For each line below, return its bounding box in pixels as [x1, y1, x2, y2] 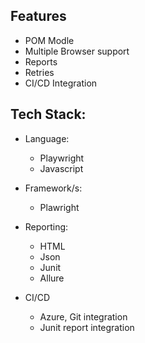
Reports [24, 55, 58, 68]
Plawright [39, 201, 80, 213]
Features [10, 8, 67, 25]
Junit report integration [39, 321, 135, 333]
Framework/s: [24, 182, 83, 194]
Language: [24, 132, 70, 144]
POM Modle [24, 34, 75, 46]
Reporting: [24, 220, 69, 233]
